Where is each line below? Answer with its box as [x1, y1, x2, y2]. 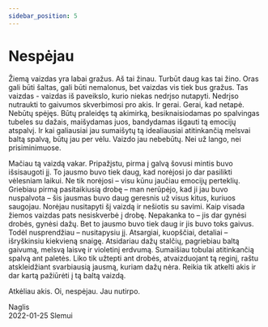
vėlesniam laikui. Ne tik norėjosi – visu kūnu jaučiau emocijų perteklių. [8, 175, 240, 185]
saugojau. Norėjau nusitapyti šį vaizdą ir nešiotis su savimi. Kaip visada [8, 201, 245, 211]
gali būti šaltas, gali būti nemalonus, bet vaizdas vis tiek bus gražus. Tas [8, 82, 249, 92]
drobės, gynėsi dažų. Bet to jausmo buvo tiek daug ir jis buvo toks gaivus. [8, 218, 254, 228]
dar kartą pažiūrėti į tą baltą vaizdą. [8, 270, 126, 280]
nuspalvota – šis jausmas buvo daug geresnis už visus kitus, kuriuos [8, 192, 236, 203]
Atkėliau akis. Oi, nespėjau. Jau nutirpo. [8, 286, 140, 296]
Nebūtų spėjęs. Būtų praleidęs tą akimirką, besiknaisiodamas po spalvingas [8, 108, 260, 118]
